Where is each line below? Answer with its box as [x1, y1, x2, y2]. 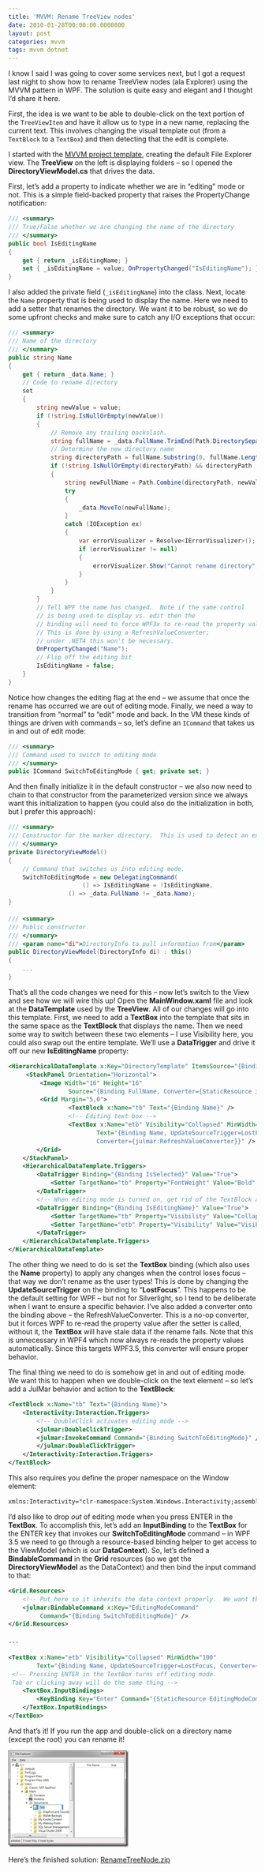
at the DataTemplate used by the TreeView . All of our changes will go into [8, 1004, 249, 1014]
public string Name [8, 354, 73, 362]
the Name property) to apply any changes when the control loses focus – [8, 1268, 246, 1277]
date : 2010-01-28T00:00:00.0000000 [8, 21, 125, 29]
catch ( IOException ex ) [64, 520, 144, 528]
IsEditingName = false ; [36, 662, 114, 670]
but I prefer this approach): [8, 807, 96, 816]
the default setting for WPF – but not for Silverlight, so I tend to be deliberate [8, 1293, 256, 1303]
